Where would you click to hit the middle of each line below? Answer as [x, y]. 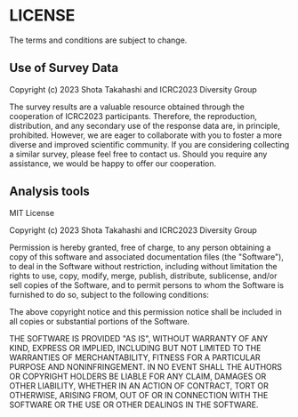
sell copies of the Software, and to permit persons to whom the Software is [147, 285]
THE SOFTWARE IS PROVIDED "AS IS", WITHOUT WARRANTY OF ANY [139, 338]
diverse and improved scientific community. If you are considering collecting [149, 144]
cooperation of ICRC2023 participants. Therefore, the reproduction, [133, 116]
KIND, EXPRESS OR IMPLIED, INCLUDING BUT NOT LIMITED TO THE [135, 348]
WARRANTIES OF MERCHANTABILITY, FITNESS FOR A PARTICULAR [135, 357]
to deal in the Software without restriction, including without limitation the [143, 266]
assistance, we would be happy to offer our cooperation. [113, 163]
